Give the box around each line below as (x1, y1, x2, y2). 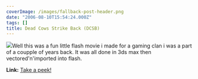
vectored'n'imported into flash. (6, 55, 82, 62)
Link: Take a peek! (6, 67, 52, 74)
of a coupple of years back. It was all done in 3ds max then (6, 49, 151, 56)
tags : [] (6, 20, 28, 26)
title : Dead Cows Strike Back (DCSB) (6, 25, 100, 31)
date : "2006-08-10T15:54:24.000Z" (6, 14, 92, 20)
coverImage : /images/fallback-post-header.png (6, 8, 124, 15)
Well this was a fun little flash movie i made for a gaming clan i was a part (12, 42, 192, 49)
